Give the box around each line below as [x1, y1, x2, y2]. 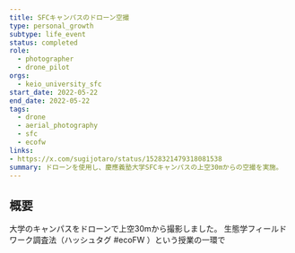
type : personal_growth [9, 21, 94, 30]
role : [9, 46, 30, 55]
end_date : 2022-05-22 [9, 96, 91, 105]
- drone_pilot [17, 63, 70, 72]
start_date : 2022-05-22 [9, 88, 99, 97]
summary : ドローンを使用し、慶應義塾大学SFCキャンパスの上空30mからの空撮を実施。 [9, 163, 283, 172]
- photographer [17, 55, 74, 63]
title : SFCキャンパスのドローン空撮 [9, 13, 130, 22]
